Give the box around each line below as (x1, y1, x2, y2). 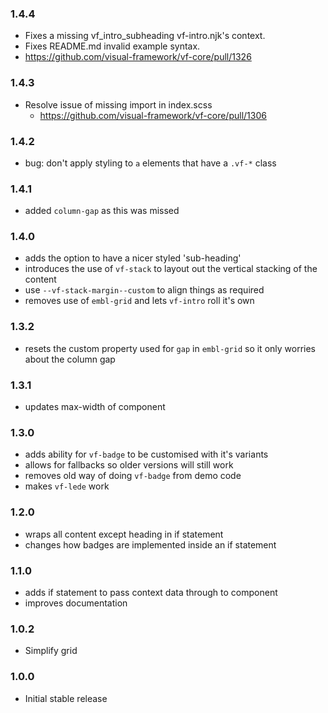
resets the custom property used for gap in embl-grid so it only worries (24, 342, 316, 354)
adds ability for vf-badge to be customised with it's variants (24, 448, 269, 461)
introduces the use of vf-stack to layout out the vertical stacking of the (24, 263, 318, 275)
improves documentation (24, 597, 128, 609)
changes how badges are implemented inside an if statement (24, 538, 277, 551)
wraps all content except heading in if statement (24, 528, 224, 540)
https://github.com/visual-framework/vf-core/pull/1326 (24, 51, 252, 63)
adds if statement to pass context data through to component (24, 586, 278, 598)
